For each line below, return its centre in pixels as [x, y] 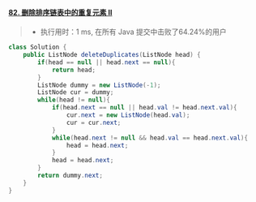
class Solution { [38, 47]
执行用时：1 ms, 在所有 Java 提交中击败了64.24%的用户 [133, 32]
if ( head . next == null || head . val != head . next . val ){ [144, 108]
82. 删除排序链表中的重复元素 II [60, 12]
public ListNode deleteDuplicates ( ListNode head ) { [112, 55]
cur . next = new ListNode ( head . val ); [128, 115]
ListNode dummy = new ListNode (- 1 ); [99, 85]
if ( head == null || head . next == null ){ [107, 62]
